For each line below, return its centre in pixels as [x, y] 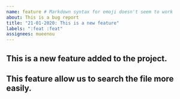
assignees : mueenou [31, 34]
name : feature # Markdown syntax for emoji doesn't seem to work [89, 12]
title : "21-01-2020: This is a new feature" [63, 23]
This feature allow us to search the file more [90, 79]
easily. [19, 88]
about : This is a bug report [43, 17]
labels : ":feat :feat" [34, 28]
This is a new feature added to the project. [87, 58]
